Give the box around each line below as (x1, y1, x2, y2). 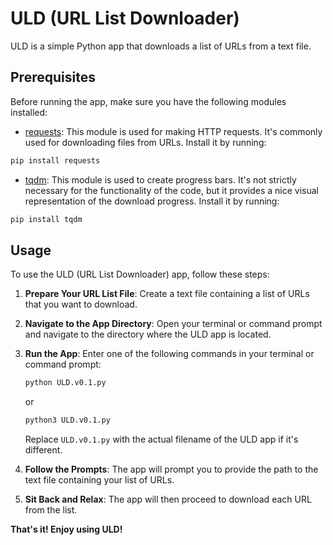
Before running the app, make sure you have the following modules (10, 95, 287, 107)
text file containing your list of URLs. (24, 474, 175, 486)
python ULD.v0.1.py (24, 378, 107, 388)
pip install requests (10, 155, 101, 166)
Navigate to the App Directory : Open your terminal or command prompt (24, 318, 323, 330)
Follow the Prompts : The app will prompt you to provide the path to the (24, 463, 319, 476)
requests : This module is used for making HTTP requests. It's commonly (24, 125, 323, 137)
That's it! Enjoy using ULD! (10, 523, 123, 536)
